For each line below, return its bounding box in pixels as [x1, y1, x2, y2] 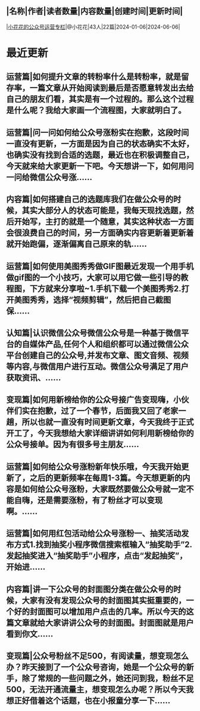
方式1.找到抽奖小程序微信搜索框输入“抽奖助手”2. [14, 539, 192, 550]
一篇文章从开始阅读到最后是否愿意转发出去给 [29, 83, 194, 93]
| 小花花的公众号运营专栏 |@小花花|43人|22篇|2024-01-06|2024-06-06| [6, 23, 180, 30]
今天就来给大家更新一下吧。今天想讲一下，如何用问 [6, 161, 194, 171]
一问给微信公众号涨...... [6, 172, 93, 182]
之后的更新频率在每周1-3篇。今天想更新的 [29, 473, 183, 483]
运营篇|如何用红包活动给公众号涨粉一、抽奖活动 [6, 529, 182, 539]
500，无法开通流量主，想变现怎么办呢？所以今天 [6, 684, 186, 694]
